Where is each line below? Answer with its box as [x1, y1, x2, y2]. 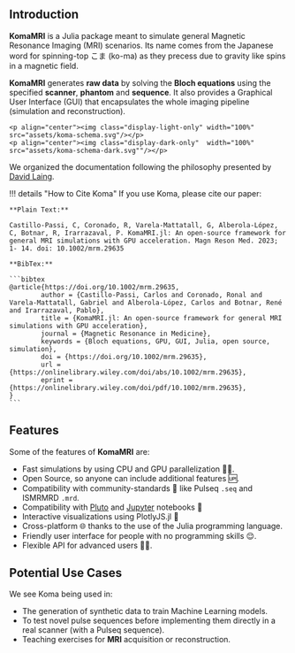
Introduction [9, 7, 79, 22]
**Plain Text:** [9, 205, 69, 214]
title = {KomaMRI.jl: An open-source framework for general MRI [41, 313, 283, 322]
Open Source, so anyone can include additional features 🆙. [21, 472, 240, 483]
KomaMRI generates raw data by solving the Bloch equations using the [9, 77, 271, 88]
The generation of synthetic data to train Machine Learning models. [21, 606, 268, 617]
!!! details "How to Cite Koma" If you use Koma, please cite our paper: [9, 188, 262, 198]
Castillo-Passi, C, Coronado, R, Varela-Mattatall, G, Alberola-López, [9, 220, 278, 229]
